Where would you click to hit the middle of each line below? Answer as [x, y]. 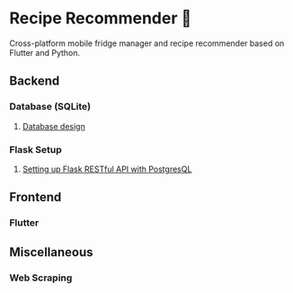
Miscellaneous [51, 252]
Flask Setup [36, 149]
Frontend [36, 197]
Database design [53, 126]
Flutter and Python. [45, 52]
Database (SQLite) [50, 107]
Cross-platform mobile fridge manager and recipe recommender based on [147, 43]
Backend [35, 81]
